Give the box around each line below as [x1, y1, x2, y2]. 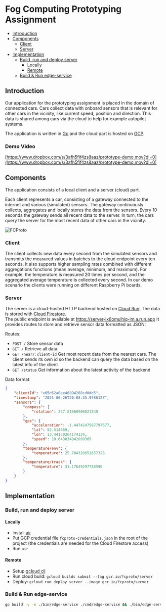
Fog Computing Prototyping [5, 3, 122, 15]
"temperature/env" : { [23, 446, 68, 451]
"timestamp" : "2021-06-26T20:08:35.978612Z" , [14, 395, 110, 400]
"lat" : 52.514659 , [31, 427, 70, 432]
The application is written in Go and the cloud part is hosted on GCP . [5, 130, 145, 137]
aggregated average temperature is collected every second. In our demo [5, 277, 153, 283]
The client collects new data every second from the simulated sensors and [5, 251, 157, 257]
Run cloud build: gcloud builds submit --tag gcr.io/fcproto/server [12, 573, 153, 579]
